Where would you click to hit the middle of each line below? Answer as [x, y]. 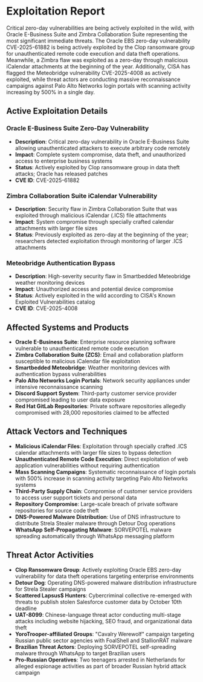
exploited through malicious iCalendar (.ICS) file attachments [91, 215]
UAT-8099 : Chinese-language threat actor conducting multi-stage [98, 614]
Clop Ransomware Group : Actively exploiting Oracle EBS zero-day [98, 570]
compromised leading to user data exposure [70, 400]
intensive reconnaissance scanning [59, 387]
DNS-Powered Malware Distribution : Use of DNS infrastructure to [98, 517]
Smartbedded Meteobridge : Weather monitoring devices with [92, 368]
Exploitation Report [56, 11]
